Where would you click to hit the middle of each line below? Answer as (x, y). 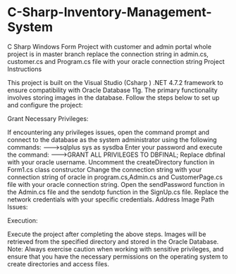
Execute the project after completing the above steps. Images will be (107, 234)
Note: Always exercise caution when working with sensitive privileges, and (116, 249)
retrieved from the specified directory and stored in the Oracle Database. (113, 241)
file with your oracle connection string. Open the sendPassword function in (116, 184)
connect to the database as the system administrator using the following (112, 139)
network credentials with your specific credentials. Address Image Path (111, 199)
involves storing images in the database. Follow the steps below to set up (113, 97)
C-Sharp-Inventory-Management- (110, 12)
